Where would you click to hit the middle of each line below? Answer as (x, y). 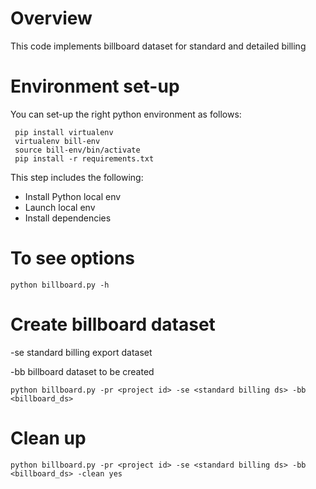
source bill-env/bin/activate (77, 150)
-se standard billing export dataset (81, 352)
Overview (51, 18)
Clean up (48, 438)
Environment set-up (95, 86)
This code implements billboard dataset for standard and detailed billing (158, 46)
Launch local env (60, 207)
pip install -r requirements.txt (84, 158)
